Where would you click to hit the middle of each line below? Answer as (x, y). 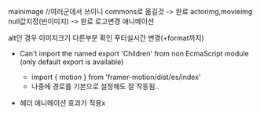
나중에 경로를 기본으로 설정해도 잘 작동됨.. (95, 86)
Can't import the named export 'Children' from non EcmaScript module (134, 54)
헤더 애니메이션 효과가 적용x (62, 103)
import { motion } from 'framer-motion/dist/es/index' (116, 77)
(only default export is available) (71, 62)
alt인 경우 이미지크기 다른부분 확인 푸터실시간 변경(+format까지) (106, 38)
